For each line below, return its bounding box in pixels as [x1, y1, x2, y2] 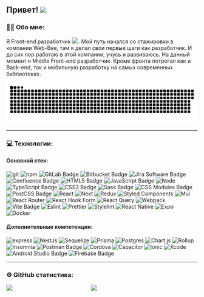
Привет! [6, 5, 39, 15]
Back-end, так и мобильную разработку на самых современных [6, 63, 173, 71]
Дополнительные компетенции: [6, 223, 93, 231]
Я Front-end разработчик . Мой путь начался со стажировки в [6, 38, 174, 45]
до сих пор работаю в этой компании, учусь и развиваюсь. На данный [6, 51, 190, 58]
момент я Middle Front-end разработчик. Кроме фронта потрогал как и [6, 57, 191, 65]
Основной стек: [6, 156, 49, 164]
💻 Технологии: [6, 139, 53, 148]
